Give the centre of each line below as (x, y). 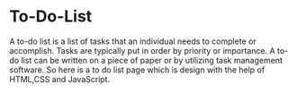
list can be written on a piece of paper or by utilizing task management (152, 60)
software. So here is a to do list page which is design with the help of (137, 70)
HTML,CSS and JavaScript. (60, 79)
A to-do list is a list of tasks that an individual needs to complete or (133, 41)
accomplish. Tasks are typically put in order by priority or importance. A (143, 50)
